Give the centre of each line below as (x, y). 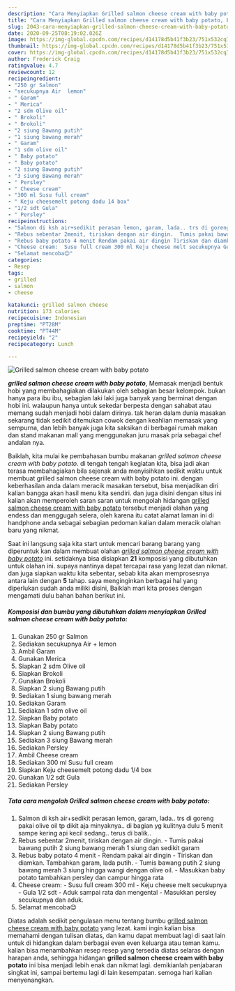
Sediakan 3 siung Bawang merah (65, 741)
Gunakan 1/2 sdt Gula (49, 778)
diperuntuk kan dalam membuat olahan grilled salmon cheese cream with (113, 551)
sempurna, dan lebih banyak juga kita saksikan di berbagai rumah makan (113, 428)
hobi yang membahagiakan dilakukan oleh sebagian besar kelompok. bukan (117, 391)
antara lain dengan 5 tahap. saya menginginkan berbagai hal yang (103, 581)
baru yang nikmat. (34, 530)
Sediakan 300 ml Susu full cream (66, 763)
